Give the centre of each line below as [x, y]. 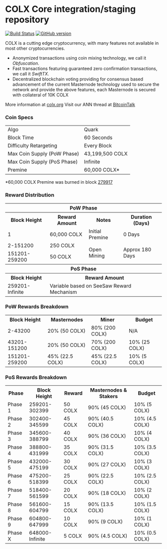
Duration [141, 217]
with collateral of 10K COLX [40, 95]
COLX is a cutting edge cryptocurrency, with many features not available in [82, 43]
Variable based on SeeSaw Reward [90, 285]
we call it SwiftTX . [31, 73]
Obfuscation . [26, 63]
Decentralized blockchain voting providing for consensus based [78, 79]
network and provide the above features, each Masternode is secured [84, 89]
